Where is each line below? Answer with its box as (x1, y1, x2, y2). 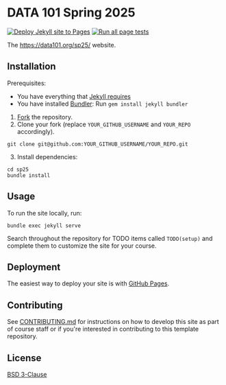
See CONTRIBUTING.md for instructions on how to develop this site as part (7, 318, 219, 326)
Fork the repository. (16, 113, 73, 121)
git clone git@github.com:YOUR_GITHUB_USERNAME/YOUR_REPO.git (7, 141, 188, 148)
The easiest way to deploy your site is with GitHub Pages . (7, 279, 170, 288)
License (7, 352, 42, 364)
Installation (7, 60, 56, 73)
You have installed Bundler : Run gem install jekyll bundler (16, 100, 188, 108)
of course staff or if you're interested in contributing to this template (7, 325, 199, 334)
